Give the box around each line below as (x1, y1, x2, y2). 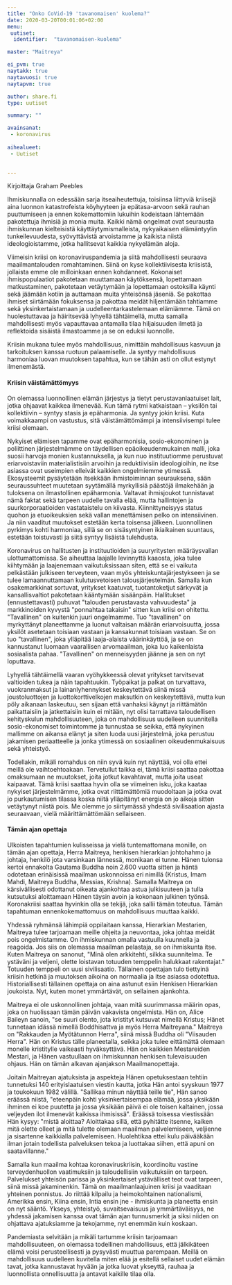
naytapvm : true (7, 81, 51, 88)
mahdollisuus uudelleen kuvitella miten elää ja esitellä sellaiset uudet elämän (7, 1254, 225, 1263)
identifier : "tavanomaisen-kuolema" (13, 36, 123, 43)
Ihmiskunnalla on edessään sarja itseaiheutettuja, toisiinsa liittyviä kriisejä (7, 195, 216, 204)
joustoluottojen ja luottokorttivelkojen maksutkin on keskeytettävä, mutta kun (7, 693, 226, 701)
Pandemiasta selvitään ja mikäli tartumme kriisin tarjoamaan (7, 1232, 178, 1241)
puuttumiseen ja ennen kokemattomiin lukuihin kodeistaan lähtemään (7, 210, 204, 219)
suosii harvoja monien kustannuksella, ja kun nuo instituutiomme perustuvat (7, 451, 224, 460)
